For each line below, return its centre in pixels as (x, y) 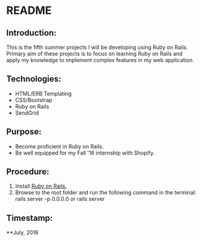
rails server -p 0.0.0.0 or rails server (60, 199)
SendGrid (27, 113)
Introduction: (31, 33)
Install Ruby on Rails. (41, 186)
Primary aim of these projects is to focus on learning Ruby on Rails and (94, 54)
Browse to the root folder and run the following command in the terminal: (106, 193)
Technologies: (34, 79)
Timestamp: (30, 218)
